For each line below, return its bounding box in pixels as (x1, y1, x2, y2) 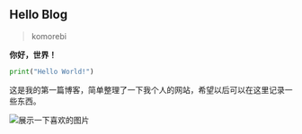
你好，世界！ (9, 49, 57, 60)
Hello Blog (9, 7, 68, 22)
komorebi (31, 30, 67, 41)
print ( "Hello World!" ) (9, 67, 94, 76)
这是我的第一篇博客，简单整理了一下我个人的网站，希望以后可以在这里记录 (9, 84, 285, 95)
